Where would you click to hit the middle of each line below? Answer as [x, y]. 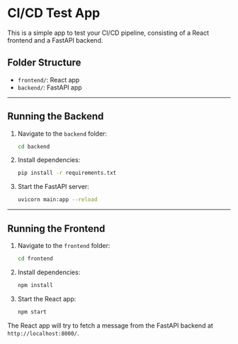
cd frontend [35, 259]
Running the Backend [56, 116]
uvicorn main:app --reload [57, 200]
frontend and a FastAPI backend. [55, 40]
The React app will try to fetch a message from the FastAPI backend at [110, 326]
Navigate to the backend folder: [62, 134]
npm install [35, 285]
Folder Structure [44, 63]
